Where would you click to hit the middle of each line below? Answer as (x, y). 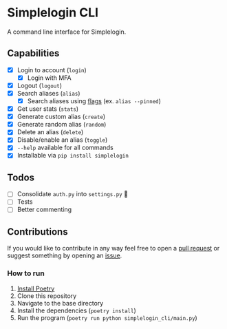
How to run (26, 273)
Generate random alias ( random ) (62, 125)
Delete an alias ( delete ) (50, 132)
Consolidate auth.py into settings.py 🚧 (73, 194)
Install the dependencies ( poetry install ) (76, 310)
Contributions (37, 232)
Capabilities (33, 53)
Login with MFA (50, 78)
